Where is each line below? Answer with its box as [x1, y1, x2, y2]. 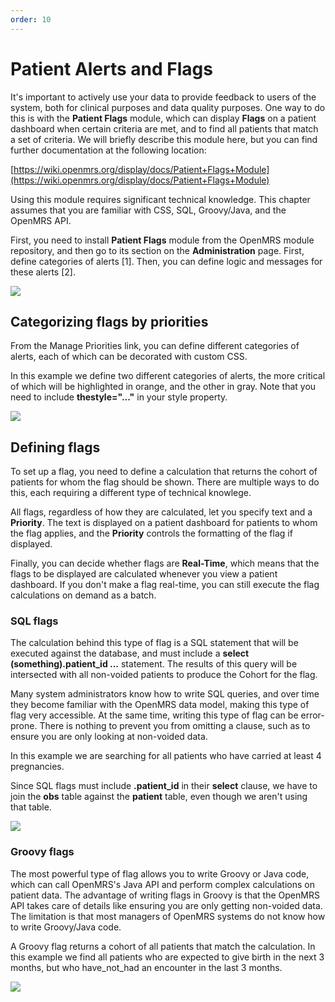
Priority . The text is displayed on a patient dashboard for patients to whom [10, 517, 318, 529]
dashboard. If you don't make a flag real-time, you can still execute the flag [10, 579, 320, 591]
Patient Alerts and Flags [10, 57, 213, 80]
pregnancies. [10, 761, 65, 773]
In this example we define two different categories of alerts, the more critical [10, 370, 326, 382]
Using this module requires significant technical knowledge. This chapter [10, 193, 311, 205]
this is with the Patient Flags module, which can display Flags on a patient [10, 112, 317, 124]
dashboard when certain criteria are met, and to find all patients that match [10, 122, 319, 135]
